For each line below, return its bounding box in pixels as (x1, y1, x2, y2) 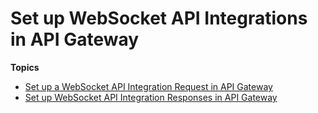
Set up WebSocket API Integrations (10, 7, 308, 30)
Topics (10, 61, 40, 73)
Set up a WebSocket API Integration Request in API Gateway (24, 80, 273, 92)
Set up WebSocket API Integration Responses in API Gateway (24, 91, 278, 103)
